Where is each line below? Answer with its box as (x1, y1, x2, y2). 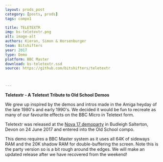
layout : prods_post (5, 7, 45, 12)
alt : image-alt (5, 34, 36, 39)
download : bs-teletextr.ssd (5, 61, 63, 66)
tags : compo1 (5, 16, 32, 21)
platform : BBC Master (5, 57, 49, 61)
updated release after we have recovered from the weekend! (5, 152, 127, 158)
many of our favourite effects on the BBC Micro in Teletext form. (5, 112, 135, 118)
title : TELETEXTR (5, 25, 41, 30)
